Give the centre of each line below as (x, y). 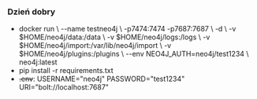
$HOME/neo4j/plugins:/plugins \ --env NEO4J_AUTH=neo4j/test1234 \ (134, 54)
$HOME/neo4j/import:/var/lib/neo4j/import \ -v (95, 46)
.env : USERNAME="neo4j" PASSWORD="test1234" (102, 79)
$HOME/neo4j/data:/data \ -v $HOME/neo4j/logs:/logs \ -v (114, 37)
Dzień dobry (32, 12)
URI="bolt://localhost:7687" (64, 87)
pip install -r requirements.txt (66, 71)
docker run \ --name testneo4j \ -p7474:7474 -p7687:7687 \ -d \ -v (127, 29)
